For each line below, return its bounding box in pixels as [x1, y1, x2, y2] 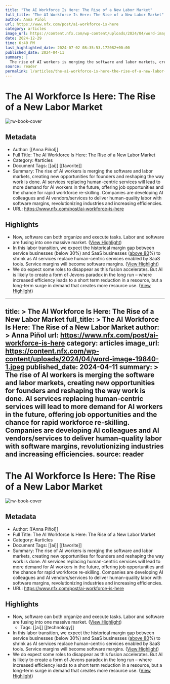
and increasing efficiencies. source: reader [5, 450, 144, 458]
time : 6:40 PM [5, 41, 35, 46]
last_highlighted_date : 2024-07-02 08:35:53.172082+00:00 [5, 45, 130, 50]
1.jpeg [5, 362, 25, 371]
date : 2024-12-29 [5, 36, 42, 41]
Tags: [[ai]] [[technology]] [20, 624, 74, 630]
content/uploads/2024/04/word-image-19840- [5, 355, 159, 363]
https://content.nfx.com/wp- [5, 347, 100, 355]
